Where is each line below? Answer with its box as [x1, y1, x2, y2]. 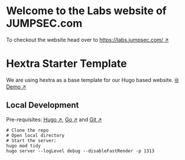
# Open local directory [6, 132, 65, 138]
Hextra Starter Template [6, 57, 127, 70]
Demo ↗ [6, 83, 27, 90]
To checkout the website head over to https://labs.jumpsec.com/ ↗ [6, 36, 169, 43]
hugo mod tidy [6, 143, 41, 149]
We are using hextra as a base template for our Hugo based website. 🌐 [6, 76, 179, 83]
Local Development [6, 100, 79, 110]
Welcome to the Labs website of [6, 4, 167, 18]
